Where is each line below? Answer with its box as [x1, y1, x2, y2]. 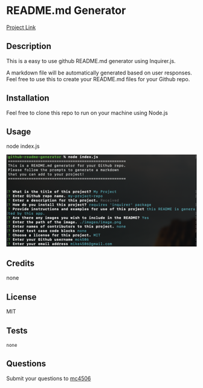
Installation [6, 93, 50, 104]
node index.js [6, 143, 40, 150]
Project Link [6, 24, 36, 31]
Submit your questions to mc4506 [6, 375, 91, 382]
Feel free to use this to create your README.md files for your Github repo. [6, 75, 190, 82]
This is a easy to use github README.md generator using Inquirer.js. [6, 57, 176, 64]
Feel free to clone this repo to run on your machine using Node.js [6, 109, 168, 116]
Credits [6, 258, 35, 268]
